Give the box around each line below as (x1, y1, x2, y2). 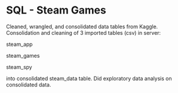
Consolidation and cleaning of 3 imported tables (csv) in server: (6, 29, 161, 36)
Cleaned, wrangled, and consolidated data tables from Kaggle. (6, 23, 158, 30)
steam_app (6, 41, 33, 48)
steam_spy (6, 63, 32, 71)
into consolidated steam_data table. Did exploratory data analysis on (6, 75, 172, 82)
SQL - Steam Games (6, 4, 107, 17)
